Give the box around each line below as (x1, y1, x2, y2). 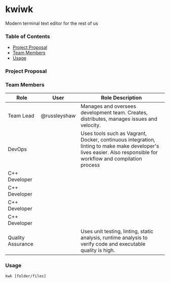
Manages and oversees (80, 103, 137, 110)
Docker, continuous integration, (80, 136, 155, 144)
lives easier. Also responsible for (80, 149, 158, 156)
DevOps (8, 146, 27, 153)
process (80, 162, 100, 169)
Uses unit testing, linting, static (80, 228, 153, 235)
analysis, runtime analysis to (80, 234, 148, 241)
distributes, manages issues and (80, 115, 158, 122)
